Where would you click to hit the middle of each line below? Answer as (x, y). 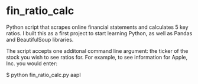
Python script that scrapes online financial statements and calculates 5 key (97, 27)
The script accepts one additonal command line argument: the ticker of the (97, 51)
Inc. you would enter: (32, 63)
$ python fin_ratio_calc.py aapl (43, 75)
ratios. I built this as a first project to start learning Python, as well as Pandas (99, 33)
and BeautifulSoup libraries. (40, 39)
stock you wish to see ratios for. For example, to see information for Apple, (97, 57)
